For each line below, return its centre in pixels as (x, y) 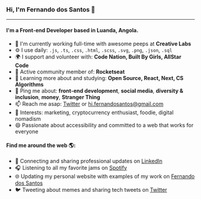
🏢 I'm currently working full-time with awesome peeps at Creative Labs (103, 44)
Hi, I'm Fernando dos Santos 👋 (51, 10)
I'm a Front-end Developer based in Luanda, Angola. (72, 30)
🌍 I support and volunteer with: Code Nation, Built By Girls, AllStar (98, 57)
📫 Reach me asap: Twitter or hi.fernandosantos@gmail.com (89, 103)
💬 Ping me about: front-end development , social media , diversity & (99, 91)
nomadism (28, 118)
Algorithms (29, 84)
